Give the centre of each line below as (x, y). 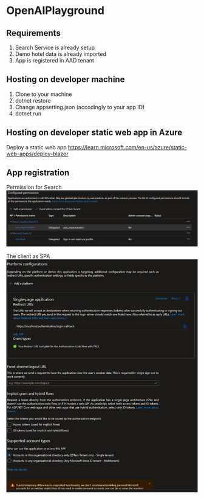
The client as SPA (28, 256)
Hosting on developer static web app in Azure (94, 133)
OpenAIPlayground (56, 11)
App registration (38, 173)
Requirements (33, 33)
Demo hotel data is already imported (61, 54)
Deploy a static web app (36, 147)
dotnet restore (33, 100)
